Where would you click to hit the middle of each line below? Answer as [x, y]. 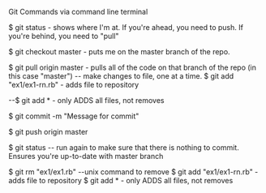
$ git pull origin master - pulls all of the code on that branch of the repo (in [133, 67]
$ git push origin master [48, 132]
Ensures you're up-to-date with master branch [86, 156]
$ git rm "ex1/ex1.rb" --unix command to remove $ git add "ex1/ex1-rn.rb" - [133, 172]
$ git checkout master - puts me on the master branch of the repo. [119, 51]
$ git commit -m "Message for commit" [74, 116]
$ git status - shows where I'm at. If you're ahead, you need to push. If [126, 27]
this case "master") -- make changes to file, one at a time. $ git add [121, 76]
